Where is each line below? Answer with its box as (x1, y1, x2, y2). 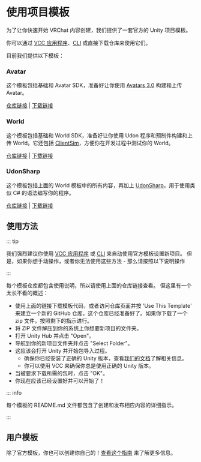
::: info (6, 389, 22, 396)
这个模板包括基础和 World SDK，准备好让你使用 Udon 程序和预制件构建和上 (6, 131, 193, 139)
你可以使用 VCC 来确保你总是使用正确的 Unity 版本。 (23, 362, 154, 369)
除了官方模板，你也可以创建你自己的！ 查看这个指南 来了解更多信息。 (6, 449, 176, 457)
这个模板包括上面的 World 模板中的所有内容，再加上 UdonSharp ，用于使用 (6, 181, 190, 189)
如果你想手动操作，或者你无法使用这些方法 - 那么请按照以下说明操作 (16, 257, 185, 265)
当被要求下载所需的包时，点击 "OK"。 (14, 370, 108, 377)
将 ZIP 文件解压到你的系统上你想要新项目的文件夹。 (14, 325, 142, 332)
